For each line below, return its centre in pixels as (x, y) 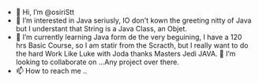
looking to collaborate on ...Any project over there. (97, 62)
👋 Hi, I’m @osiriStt (45, 12)
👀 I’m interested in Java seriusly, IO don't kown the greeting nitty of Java (133, 20)
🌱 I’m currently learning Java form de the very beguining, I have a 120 (129, 37)
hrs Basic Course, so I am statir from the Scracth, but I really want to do (132, 45)
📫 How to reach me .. (51, 71)
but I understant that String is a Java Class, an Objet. (101, 29)
